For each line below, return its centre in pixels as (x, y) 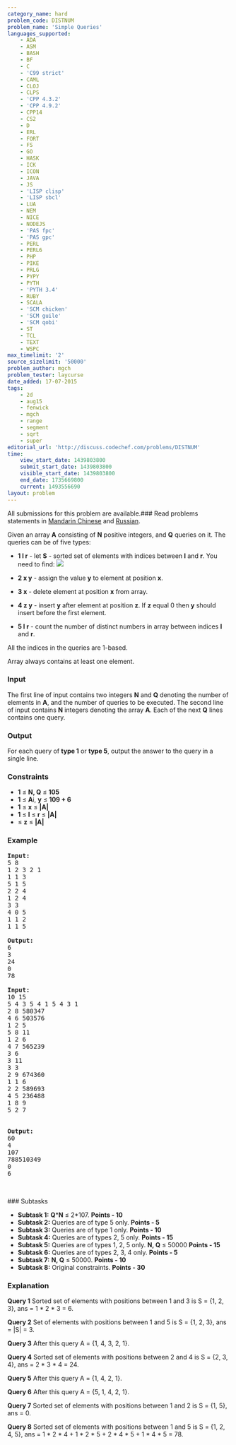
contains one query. (36, 717)
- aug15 (31, 401)
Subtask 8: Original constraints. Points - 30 (81, 1267)
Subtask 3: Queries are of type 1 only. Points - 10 (89, 1230)
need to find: (36, 564)
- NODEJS (33, 224)
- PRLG (30, 270)
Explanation (28, 1285)
